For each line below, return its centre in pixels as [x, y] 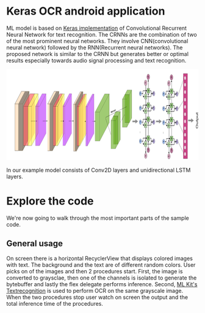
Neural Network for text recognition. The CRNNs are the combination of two [102, 34]
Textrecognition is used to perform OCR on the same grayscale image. [95, 290]
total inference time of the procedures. [55, 303]
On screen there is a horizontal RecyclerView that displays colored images [100, 258]
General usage [34, 244]
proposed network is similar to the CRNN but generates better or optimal [98, 54]
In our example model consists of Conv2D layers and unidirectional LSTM [99, 170]
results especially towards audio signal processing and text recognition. [96, 60]
